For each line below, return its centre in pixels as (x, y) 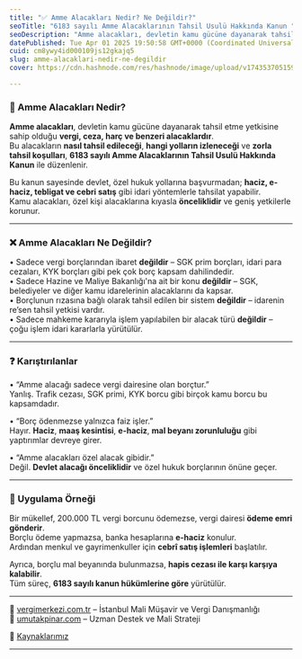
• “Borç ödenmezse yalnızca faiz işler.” (81, 421)
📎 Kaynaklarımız (39, 637)
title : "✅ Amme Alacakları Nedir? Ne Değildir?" (103, 18)
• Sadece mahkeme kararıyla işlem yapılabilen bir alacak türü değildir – (141, 319)
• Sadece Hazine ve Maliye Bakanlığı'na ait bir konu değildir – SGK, (134, 281)
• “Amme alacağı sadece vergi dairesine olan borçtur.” (109, 384)
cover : (22, 68)
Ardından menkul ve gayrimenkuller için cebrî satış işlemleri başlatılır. (138, 547)
